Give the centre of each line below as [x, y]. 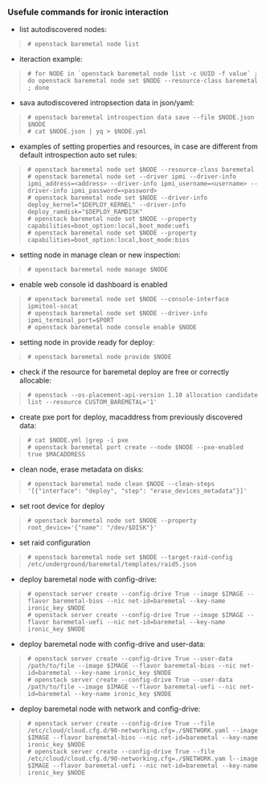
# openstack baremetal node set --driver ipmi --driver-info [132, 177]
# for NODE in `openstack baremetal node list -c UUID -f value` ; [142, 74]
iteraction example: [51, 59]
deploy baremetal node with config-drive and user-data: [112, 644]
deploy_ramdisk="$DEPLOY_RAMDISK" [85, 212]
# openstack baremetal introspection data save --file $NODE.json [141, 118]
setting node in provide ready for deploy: [87, 342]
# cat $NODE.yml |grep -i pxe [78, 440]
